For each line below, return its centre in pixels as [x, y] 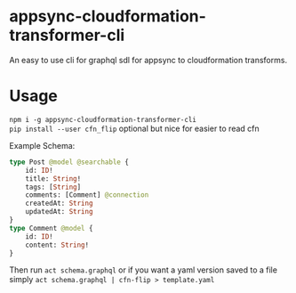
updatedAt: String [59, 212]
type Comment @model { [51, 228]
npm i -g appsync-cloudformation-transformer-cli [103, 119]
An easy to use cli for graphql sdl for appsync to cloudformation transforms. [148, 60]
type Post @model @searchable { [69, 162]
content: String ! [57, 245]
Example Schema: [42, 145]
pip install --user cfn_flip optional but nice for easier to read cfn [134, 128]
